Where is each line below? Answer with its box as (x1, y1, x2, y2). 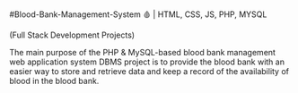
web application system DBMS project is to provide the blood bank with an (9, 56, 285, 67)
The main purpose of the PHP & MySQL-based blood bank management (9, 47, 276, 57)
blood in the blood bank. (9, 76, 100, 86)
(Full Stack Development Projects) (9, 30, 136, 40)
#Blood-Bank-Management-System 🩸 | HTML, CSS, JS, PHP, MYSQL (9, 9, 267, 20)
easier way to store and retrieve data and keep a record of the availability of (9, 66, 290, 76)
